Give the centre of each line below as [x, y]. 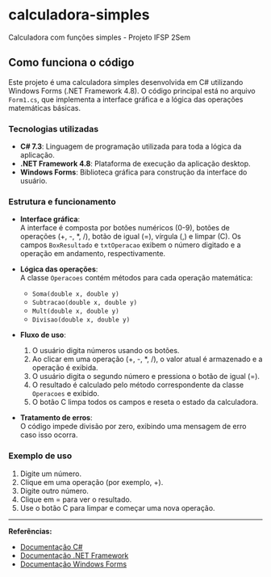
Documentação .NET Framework [74, 555]
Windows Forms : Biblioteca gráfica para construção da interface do [133, 172]
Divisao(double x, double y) [81, 320]
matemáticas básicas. [44, 107]
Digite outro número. [54, 491]
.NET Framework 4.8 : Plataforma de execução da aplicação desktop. [135, 164]
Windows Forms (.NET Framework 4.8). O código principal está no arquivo [132, 91]
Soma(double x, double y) [75, 294]
